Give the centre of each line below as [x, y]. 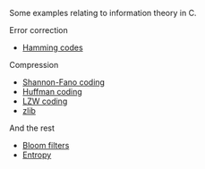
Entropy [37, 155]
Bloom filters [46, 145]
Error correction [39, 30]
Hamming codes [52, 47]
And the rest [32, 128]
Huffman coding [52, 92]
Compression [34, 65]
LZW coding [45, 101]
